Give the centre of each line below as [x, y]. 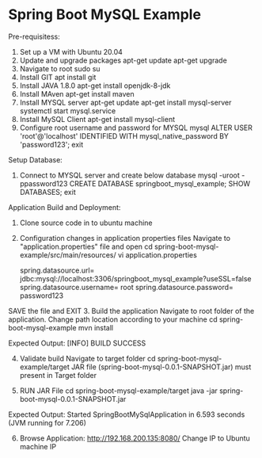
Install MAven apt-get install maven [77, 94]
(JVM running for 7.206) [47, 422]
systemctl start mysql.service [68, 111]
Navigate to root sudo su [60, 68]
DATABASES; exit [48, 192]
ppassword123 [44, 183]
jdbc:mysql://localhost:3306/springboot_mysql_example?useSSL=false [135, 278]
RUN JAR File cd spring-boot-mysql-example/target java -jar [118, 391]
